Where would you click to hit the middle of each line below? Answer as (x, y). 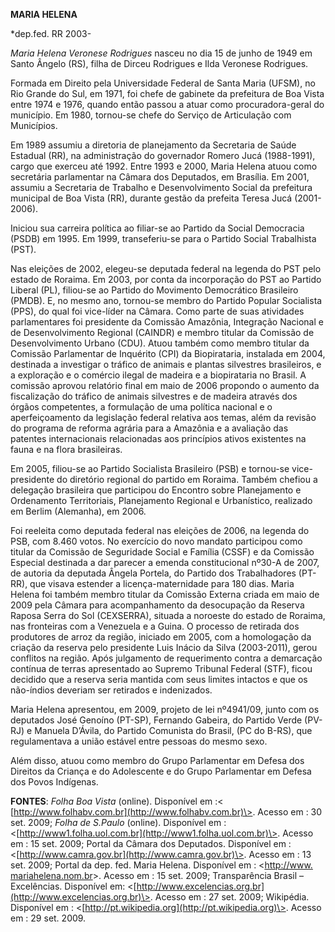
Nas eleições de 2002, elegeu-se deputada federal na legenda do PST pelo (166, 268)
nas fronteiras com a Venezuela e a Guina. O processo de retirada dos (155, 626)
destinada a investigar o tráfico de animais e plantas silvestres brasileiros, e (166, 364)
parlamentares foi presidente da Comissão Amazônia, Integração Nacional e (167, 322)
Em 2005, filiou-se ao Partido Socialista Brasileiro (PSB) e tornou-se (150, 468)
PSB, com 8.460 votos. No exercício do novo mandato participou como (156, 541)
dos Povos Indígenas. (54, 782)
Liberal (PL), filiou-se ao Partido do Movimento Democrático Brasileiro (154, 290)
